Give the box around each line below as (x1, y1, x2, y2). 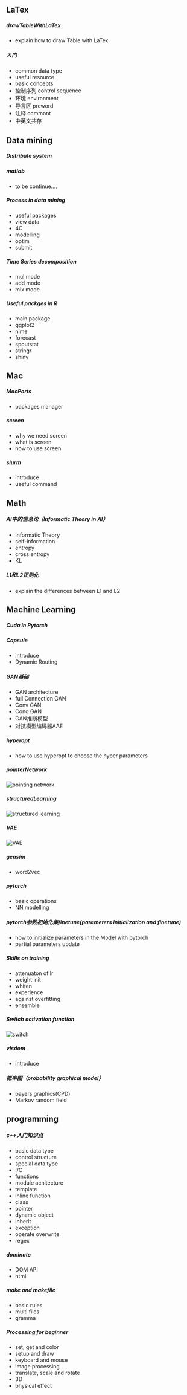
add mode (14, 279, 41, 286)
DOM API (14, 1266, 38, 1274)
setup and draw (14, 1350, 54, 1358)
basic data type (14, 1147, 54, 1154)
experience (14, 989, 43, 996)
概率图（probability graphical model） (6, 1074, 104, 1081)
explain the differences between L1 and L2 (14, 587, 121, 594)
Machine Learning (6, 604, 77, 615)
